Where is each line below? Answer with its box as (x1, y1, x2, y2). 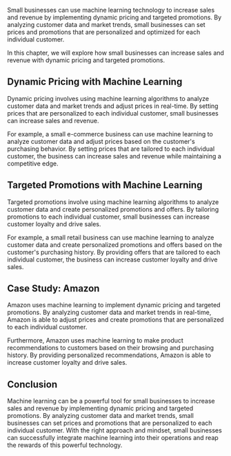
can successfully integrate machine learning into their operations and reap (7, 434, 219, 442)
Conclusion (7, 379, 58, 390)
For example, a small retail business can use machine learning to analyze (7, 233, 214, 241)
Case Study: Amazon (7, 283, 100, 295)
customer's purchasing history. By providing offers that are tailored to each (7, 248, 221, 256)
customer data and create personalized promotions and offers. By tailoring (7, 205, 219, 213)
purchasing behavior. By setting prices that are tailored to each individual (7, 145, 215, 153)
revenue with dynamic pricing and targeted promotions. (7, 56, 165, 64)
